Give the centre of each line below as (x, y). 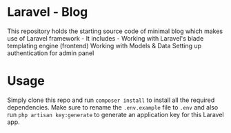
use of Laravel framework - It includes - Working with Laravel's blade (106, 38)
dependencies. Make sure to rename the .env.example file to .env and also (113, 107)
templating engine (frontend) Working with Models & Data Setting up (104, 45)
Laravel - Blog (48, 12)
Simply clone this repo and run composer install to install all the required (111, 100)
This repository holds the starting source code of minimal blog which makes (115, 31)
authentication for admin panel (51, 53)
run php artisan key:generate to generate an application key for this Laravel (115, 114)
